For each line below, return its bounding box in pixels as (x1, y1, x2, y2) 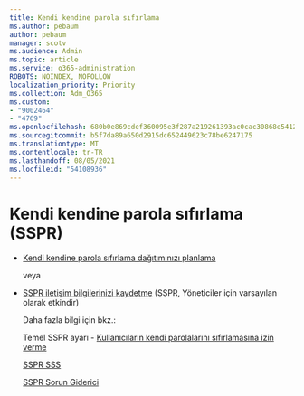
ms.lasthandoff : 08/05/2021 (9, 156, 116, 165)
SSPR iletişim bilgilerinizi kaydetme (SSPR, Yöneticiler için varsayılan (22, 288, 278, 298)
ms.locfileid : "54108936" (9, 165, 107, 174)
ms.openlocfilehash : (9, 123, 88, 132)
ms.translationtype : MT (9, 139, 100, 148)
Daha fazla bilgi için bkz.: (22, 315, 116, 325)
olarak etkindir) (22, 297, 80, 308)
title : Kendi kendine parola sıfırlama (9, 13, 160, 23)
